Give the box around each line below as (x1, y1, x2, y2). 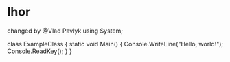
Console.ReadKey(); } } (7, 47, 72, 55)
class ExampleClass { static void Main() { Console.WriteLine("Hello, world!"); (7, 40, 224, 48)
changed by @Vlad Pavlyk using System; (7, 27, 124, 35)
